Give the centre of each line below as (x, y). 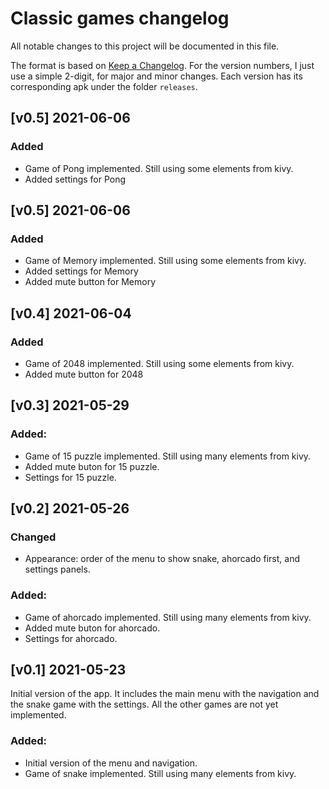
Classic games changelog (120, 18)
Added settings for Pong (75, 179)
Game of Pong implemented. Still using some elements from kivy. (159, 168)
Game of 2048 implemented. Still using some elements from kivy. (159, 363)
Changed (33, 537)
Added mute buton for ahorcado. (92, 628)
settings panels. (57, 569)
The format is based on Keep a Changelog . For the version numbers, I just (162, 65)
